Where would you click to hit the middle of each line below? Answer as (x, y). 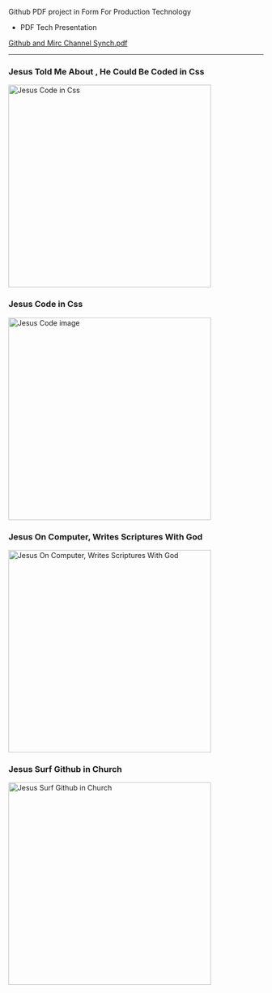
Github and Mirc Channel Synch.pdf (68, 43)
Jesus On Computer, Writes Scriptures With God (106, 536)
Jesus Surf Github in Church (66, 769)
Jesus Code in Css (46, 305)
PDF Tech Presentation (58, 27)
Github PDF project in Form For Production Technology (100, 12)
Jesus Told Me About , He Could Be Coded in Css (106, 71)
